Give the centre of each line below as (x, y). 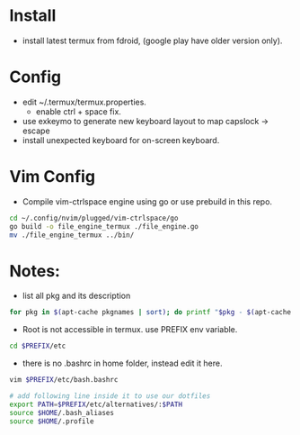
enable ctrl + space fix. (78, 111)
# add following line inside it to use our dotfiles (110, 396)
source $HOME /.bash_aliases (62, 412)
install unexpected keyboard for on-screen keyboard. (121, 140)
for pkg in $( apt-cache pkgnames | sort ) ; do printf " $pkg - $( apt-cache (150, 313)
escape (36, 131)
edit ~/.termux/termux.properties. (84, 102)
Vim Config (53, 177)
